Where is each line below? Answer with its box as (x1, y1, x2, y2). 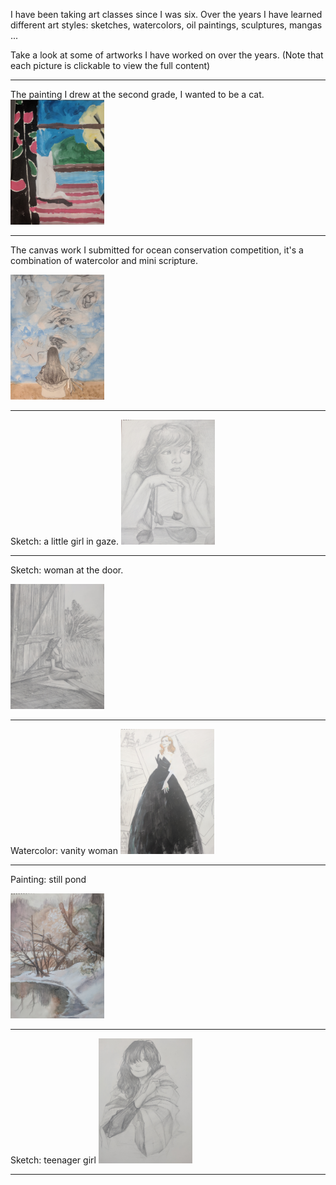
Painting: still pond (10, 874, 87, 885)
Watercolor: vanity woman (10, 845, 118, 856)
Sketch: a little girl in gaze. (10, 535, 119, 547)
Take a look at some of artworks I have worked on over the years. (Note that (10, 49, 324, 61)
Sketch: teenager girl (10, 1154, 97, 1166)
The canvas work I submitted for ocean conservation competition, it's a (10, 244, 304, 256)
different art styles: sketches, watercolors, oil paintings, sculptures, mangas (10, 19, 323, 31)
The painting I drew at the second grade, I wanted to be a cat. (10, 89, 265, 100)
